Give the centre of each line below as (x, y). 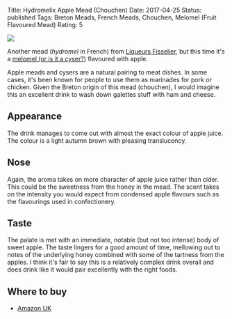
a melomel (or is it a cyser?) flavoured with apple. (77, 59)
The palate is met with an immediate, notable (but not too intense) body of (113, 240)
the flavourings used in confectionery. (61, 201)
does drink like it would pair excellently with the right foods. (92, 270)
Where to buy (37, 291)
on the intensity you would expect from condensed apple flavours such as (113, 194)
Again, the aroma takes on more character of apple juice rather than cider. (113, 179)
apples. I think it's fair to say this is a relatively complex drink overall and (110, 262)
